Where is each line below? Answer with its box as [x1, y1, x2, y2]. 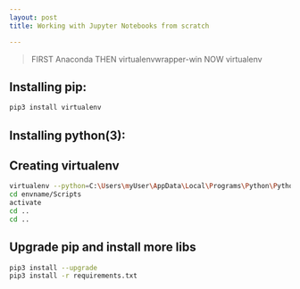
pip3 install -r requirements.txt [9, 271, 138, 281]
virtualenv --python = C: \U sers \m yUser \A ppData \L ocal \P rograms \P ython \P [9, 182, 278, 191]
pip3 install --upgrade [9, 263, 98, 272]
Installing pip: [9, 79, 87, 95]
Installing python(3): [9, 128, 127, 143]
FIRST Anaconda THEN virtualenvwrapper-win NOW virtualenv [30, 54, 262, 64]
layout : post [9, 12, 58, 22]
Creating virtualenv [9, 158, 120, 173]
